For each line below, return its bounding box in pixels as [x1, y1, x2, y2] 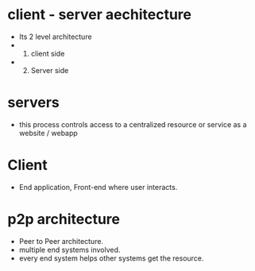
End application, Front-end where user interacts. [18, 182, 178, 192]
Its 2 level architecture [18, 32, 92, 41]
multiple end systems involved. [18, 245, 121, 254]
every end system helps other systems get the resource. [18, 253, 204, 263]
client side [30, 48, 65, 58]
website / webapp [18, 128, 79, 137]
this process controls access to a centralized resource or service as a [18, 119, 247, 129]
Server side [30, 65, 69, 75]
